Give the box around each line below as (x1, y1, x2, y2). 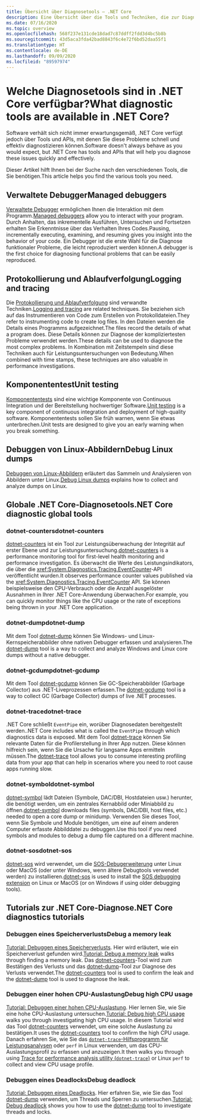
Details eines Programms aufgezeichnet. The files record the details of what (6, 325, 191, 332)
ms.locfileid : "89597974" (6, 58, 70, 64)
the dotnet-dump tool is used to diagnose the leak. (6, 975, 130, 982)
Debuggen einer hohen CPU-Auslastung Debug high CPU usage (6, 990, 193, 998)
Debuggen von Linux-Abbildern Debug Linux (6, 445, 173, 455)
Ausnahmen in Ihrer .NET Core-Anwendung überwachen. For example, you (6, 591, 189, 598)
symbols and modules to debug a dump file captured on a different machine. (6, 832, 194, 839)
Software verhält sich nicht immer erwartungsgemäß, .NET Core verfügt (6, 129, 183, 137)
